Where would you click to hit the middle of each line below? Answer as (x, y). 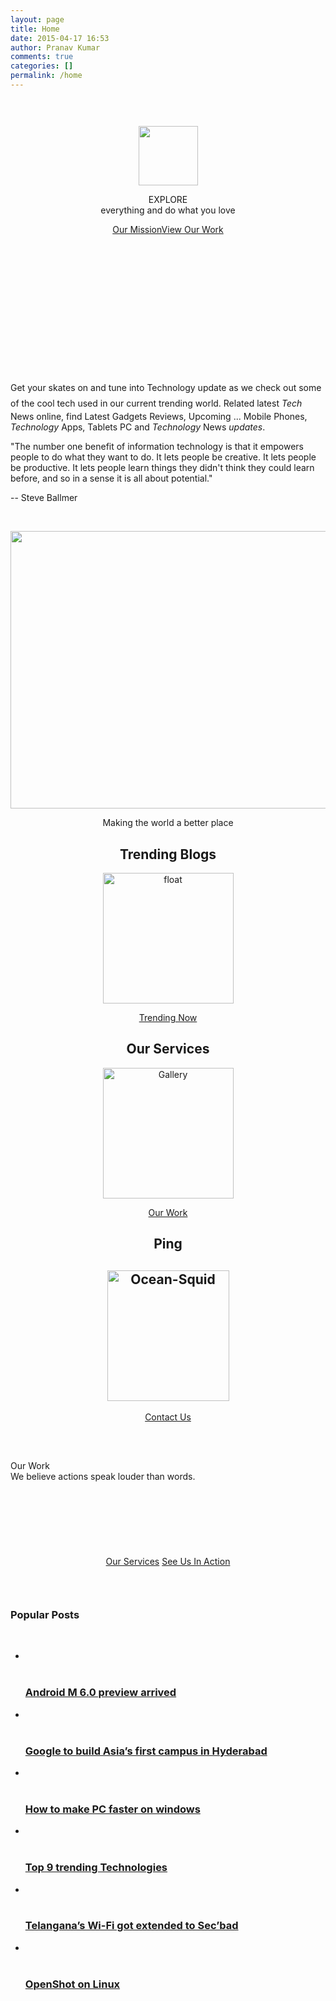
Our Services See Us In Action (168, 1562)
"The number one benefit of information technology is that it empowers (157, 447)
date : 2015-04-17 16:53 (60, 38)
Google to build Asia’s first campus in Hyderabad (146, 1751)
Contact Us (168, 1417)
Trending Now (168, 1018)
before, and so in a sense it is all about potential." (111, 478)
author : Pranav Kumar (55, 47)
